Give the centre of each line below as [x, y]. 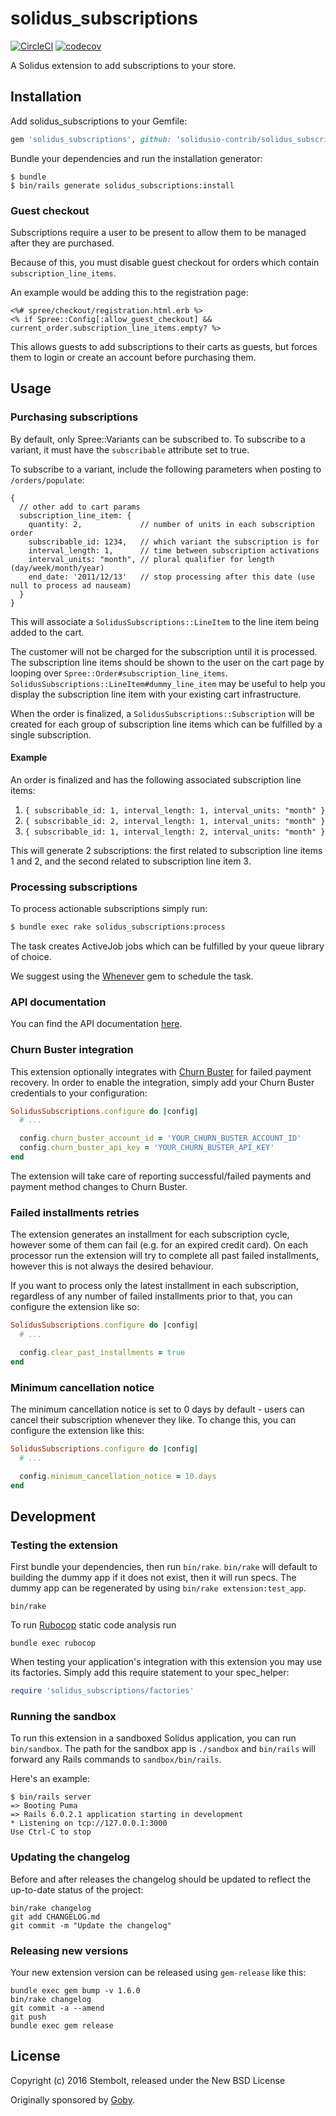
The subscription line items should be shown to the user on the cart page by [167, 662]
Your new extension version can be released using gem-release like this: [158, 1972]
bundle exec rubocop [53, 1643]
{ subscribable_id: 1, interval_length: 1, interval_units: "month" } [175, 810]
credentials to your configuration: [79, 1093]
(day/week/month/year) [57, 568]
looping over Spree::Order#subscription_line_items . [119, 673]
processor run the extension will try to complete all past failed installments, [165, 1256]
